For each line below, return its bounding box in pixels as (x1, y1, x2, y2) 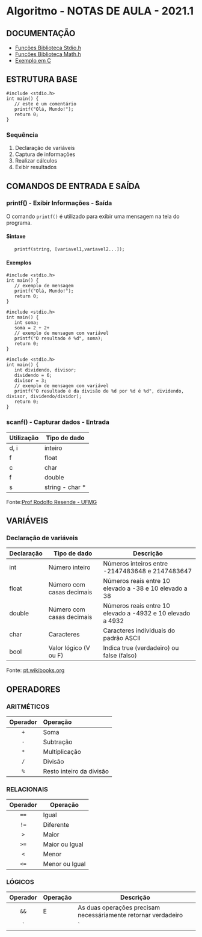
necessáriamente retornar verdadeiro (78, 911, 183, 920)
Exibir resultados (14, 164, 57, 171)
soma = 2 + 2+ (14, 325, 50, 331)
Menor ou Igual (43, 860, 86, 868)
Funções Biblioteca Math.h (14, 51, 81, 58)
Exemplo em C (14, 57, 51, 64)
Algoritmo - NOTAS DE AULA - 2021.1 (6, 4, 194, 18)
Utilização (9, 434, 39, 442)
